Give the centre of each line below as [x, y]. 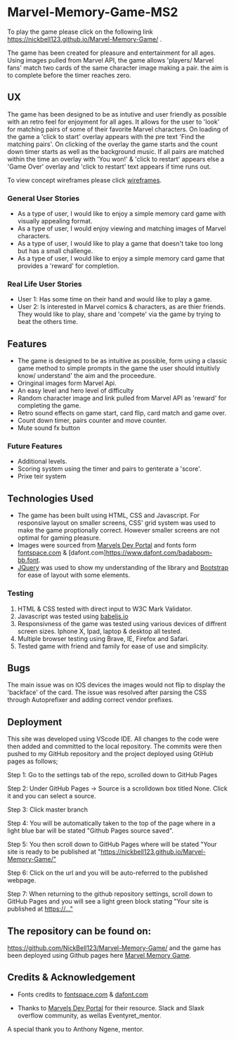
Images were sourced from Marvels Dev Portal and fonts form [107, 545]
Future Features [35, 446]
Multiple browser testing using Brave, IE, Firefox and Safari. [103, 638]
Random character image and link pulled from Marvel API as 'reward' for [122, 398]
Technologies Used [50, 499]
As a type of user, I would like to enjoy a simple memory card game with [122, 214]
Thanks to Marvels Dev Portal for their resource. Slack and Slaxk [111, 1008]
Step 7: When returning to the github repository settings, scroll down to [110, 894]
